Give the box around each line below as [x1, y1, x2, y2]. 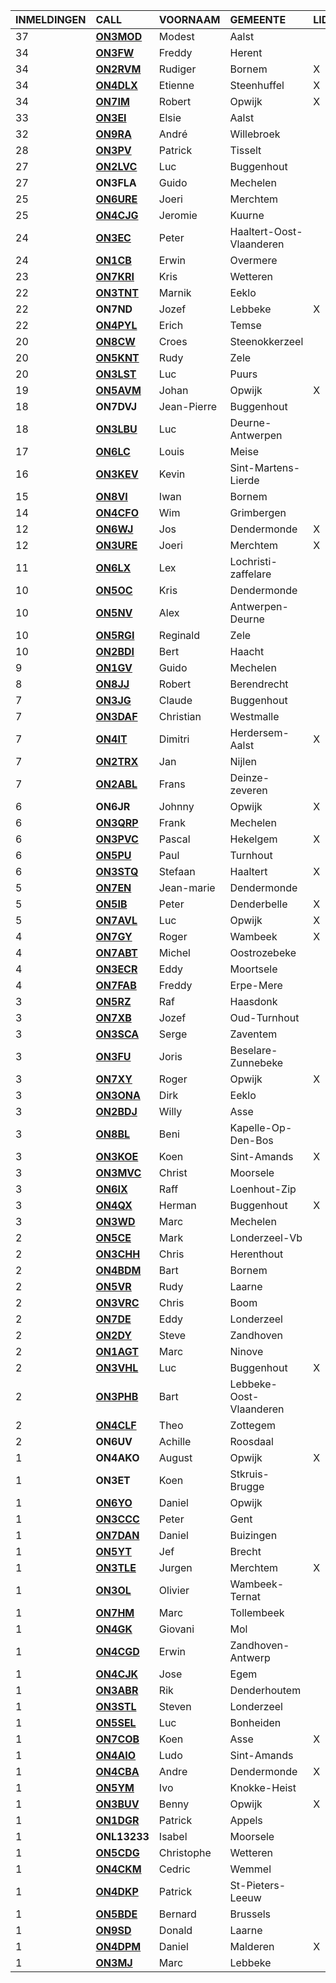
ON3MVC [95, 1166, 142, 1179]
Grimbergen [229, 506, 287, 519]
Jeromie [158, 209, 198, 222]
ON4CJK [95, 1667, 139, 1681]
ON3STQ [95, 865, 139, 878]
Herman [158, 1199, 197, 1212]
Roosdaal [229, 1435, 274, 1448]
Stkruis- [229, 1467, 270, 1481]
